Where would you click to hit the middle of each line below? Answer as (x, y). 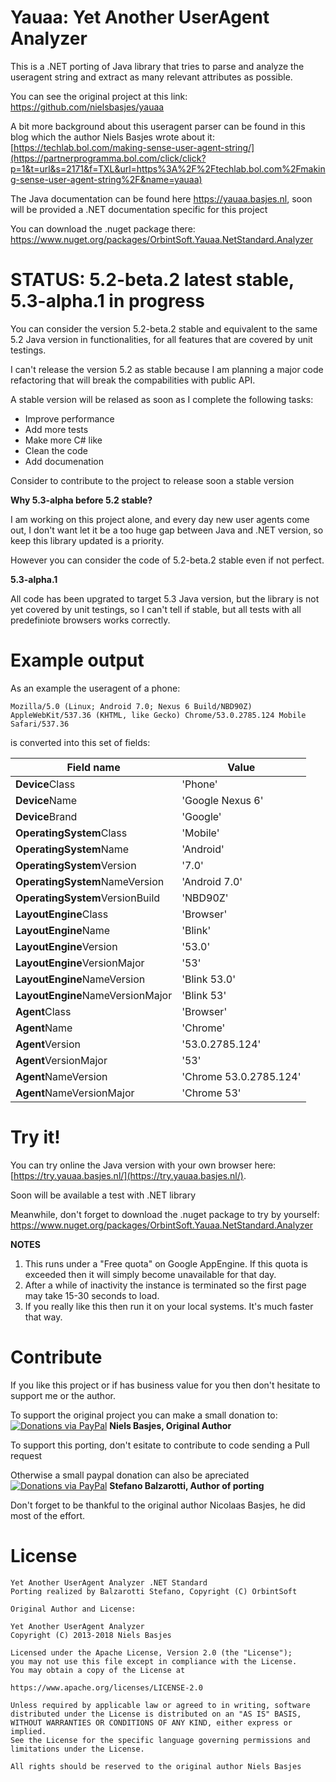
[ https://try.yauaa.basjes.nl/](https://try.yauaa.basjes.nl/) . (128, 1175)
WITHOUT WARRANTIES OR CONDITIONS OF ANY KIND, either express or (151, 1722)
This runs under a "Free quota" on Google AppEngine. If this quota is (166, 1263)
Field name (93, 767)
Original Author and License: (73, 1609)
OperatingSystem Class (71, 833)
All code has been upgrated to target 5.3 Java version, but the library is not (165, 598)
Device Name (46, 800)
